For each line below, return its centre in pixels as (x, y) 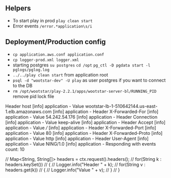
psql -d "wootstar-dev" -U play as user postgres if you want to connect (89, 80)
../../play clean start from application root (60, 75)
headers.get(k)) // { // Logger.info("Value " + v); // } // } (63, 170)
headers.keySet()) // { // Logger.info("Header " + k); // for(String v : (76, 164)
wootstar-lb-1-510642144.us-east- (121, 106)
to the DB (22, 85)
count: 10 (15, 149)
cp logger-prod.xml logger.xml (46, 60)
